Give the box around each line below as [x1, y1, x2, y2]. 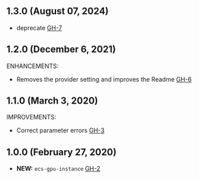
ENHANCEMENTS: [6, 62, 59, 70]
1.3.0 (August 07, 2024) [6, 5, 109, 17]
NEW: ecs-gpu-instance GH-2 [16, 165, 101, 173]
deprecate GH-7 [16, 23, 62, 32]
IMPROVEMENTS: [6, 113, 57, 121]
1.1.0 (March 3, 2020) [6, 95, 98, 107]
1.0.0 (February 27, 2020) [6, 146, 117, 158]
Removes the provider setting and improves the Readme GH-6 [16, 75, 192, 83]
